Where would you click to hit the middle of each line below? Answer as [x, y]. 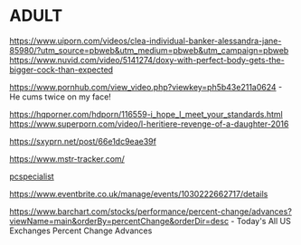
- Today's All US [260, 221]
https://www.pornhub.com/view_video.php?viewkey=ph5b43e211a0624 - [146, 87]
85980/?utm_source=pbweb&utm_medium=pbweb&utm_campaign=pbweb [149, 50]
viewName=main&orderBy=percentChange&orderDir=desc [119, 221]
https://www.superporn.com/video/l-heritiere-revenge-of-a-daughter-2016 [149, 124]
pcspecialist [32, 176]
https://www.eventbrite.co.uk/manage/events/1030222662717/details [139, 193]
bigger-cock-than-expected [61, 70]
